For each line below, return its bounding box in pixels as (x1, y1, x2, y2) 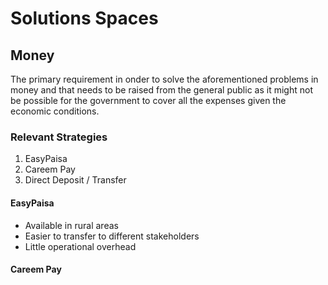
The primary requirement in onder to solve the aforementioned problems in (10, 73, 319, 85)
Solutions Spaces (10, 7, 159, 30)
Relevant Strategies (10, 130, 108, 144)
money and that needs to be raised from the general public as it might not (10, 84, 313, 96)
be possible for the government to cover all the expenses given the (10, 95, 287, 106)
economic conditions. (10, 105, 100, 117)
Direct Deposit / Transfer (24, 174, 127, 186)
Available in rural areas (24, 219, 119, 231)
